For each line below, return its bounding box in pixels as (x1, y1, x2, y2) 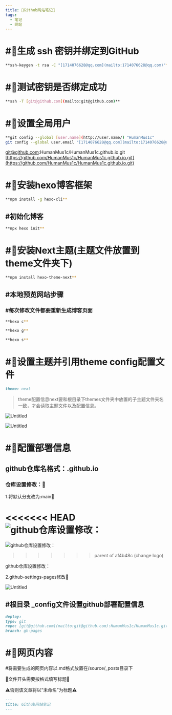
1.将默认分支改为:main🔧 (5, 493, 55, 499)
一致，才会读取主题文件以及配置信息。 (17, 403, 99, 409)
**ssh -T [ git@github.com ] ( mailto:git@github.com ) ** (5, 99, 120, 104)
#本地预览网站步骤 (5, 290, 64, 299)
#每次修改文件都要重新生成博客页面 (5, 307, 93, 314)
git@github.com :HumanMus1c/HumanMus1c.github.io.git (5, 149, 125, 155)
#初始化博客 (5, 212, 44, 221)
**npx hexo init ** (5, 226, 45, 231)
